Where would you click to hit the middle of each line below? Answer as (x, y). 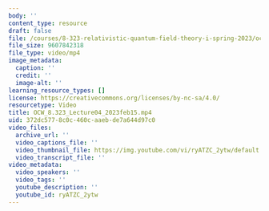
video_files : (30, 128)
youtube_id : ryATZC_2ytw (57, 195)
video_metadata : (35, 165)
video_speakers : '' (48, 172)
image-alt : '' (39, 83)
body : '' (23, 16)
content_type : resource (48, 23)
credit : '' (34, 75)
